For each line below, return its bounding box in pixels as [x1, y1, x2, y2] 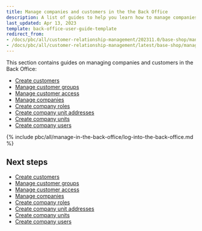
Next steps [6, 157, 48, 167]
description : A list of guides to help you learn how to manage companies [6, 14, 198, 20]
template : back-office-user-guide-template [6, 25, 117, 32]
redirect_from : [6, 31, 44, 37]
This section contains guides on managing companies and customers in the [6, 58, 194, 66]
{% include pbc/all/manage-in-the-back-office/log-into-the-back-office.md [6, 133, 194, 140]
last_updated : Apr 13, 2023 [6, 20, 77, 26]
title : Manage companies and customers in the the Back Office [6, 8, 168, 15]
